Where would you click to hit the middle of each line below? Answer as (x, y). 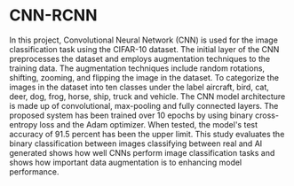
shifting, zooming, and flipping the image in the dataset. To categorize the (144, 77)
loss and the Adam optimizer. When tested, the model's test (149, 124)
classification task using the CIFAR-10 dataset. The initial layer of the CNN (144, 49)
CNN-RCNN (53, 15)
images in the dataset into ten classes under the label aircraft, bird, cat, (139, 87)
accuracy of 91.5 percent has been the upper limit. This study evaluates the (147, 134)
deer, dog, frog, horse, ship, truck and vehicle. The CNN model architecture (147, 96)
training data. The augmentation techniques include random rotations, (137, 68)
